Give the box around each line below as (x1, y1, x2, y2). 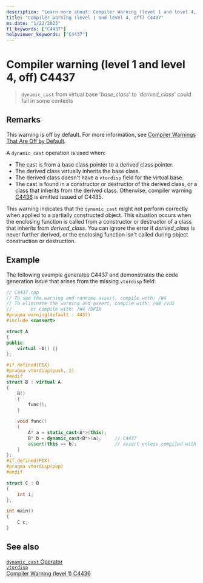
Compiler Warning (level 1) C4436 (6, 570, 91, 577)
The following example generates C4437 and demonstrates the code (6, 271, 179, 278)
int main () (6, 508, 34, 514)
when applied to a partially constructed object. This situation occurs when (6, 211, 191, 219)
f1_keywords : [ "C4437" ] (6, 26, 67, 32)
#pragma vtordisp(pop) (6, 463, 64, 470)
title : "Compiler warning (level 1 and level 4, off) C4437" (6, 15, 164, 21)
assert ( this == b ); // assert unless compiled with (28, 441, 197, 447)
